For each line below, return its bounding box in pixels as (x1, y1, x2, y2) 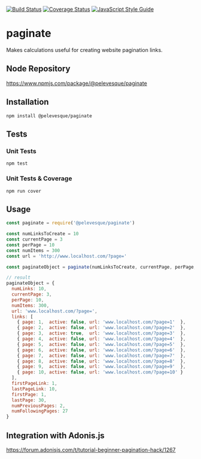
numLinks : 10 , (11, 286, 47, 292)
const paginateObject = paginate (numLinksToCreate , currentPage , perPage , (6, 264, 197, 270)
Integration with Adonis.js (6, 430, 105, 440)
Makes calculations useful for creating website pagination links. (6, 46, 163, 53)
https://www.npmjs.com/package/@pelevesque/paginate (6, 80, 148, 87)
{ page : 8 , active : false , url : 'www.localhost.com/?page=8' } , (17, 358, 186, 364)
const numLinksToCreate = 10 (6, 231, 79, 237)
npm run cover (6, 188, 42, 194)
